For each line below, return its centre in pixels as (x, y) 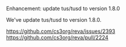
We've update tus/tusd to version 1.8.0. (54, 20)
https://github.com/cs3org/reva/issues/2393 (61, 31)
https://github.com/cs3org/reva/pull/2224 (57, 37)
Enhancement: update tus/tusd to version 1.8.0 (63, 9)
